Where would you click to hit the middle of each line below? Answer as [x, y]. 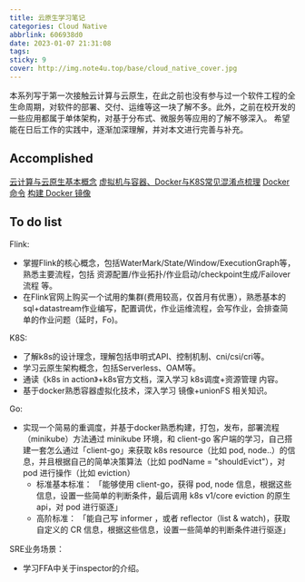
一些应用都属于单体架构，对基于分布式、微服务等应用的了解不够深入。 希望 [150, 118]
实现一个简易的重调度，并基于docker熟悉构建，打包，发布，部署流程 [151, 427]
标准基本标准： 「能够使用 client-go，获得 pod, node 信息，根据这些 [164, 484]
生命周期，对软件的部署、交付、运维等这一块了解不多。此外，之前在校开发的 [152, 106]
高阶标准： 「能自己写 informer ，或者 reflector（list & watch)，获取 [163, 518]
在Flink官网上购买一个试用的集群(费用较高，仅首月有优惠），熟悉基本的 [154, 297]
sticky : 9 [28, 60]
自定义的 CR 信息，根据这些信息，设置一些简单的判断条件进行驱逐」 [163, 529]
